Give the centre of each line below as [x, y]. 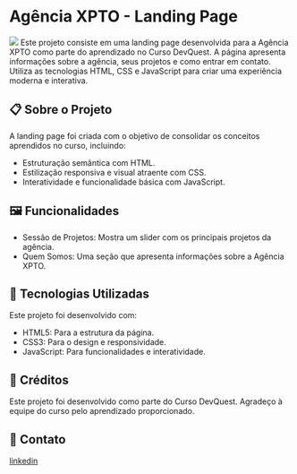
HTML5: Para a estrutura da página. [88, 332]
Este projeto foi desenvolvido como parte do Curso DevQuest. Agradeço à [146, 401]
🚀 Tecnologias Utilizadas [79, 293]
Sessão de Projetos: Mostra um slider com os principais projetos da [147, 237]
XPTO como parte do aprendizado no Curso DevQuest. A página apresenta [148, 52]
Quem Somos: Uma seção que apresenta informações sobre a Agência [153, 256]
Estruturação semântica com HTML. [89, 162]
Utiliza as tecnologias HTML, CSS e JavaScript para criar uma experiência [146, 71]
